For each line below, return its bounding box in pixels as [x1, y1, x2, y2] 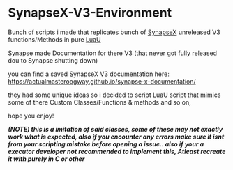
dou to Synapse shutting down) [8, 56, 98, 64]
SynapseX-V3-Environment [8, 5, 172, 21]
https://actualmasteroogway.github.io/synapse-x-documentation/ [8, 77, 196, 85]
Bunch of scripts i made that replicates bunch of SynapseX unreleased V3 [8, 28, 220, 36]
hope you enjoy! [8, 111, 54, 120]
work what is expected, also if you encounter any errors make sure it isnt [8, 132, 225, 141]
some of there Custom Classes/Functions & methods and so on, [8, 98, 191, 106]
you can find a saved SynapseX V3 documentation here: [8, 70, 170, 78]
